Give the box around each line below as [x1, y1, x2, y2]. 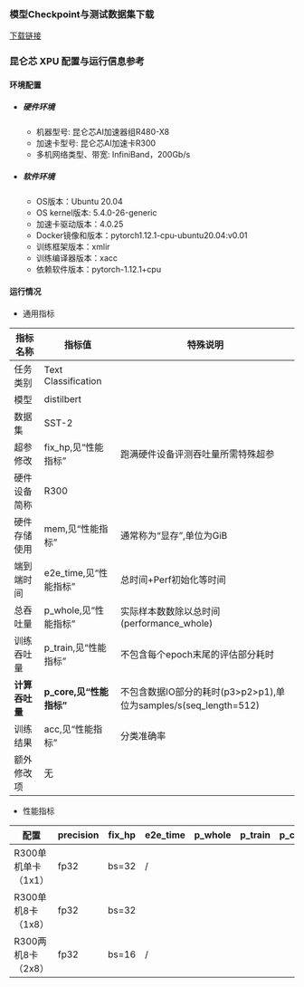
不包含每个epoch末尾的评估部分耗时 [120, 647, 274, 660]
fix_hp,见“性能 [43, 441, 104, 454]
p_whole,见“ [43, 604, 96, 617]
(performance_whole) [120, 617, 214, 629]
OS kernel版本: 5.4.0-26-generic [35, 206, 157, 218]
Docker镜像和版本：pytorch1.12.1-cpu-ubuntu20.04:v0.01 [35, 229, 248, 241]
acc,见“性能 [43, 723, 93, 735]
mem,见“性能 [43, 522, 100, 535]
